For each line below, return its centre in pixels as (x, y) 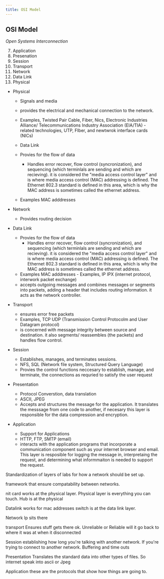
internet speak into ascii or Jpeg (38, 562)
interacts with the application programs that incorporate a (78, 444)
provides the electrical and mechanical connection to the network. (87, 110)
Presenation (25, 56)
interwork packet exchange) (48, 280)
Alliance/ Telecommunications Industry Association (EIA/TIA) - (83, 125)
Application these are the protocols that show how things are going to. (76, 572)
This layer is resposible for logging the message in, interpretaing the (89, 455)
